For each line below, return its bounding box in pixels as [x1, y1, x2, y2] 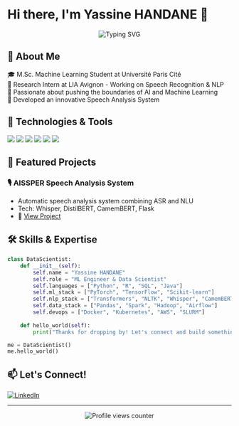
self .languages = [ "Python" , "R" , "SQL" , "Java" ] [33, 282, 183, 289]
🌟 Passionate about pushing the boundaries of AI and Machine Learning [7, 87, 218, 96]
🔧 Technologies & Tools [7, 116, 113, 128]
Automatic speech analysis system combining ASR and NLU [17, 197, 194, 206]
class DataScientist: [7, 256, 72, 263]
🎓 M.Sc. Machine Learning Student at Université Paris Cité [7, 70, 181, 78]
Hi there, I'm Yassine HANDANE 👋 [7, 6, 208, 23]
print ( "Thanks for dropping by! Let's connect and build [33, 329, 205, 336]
